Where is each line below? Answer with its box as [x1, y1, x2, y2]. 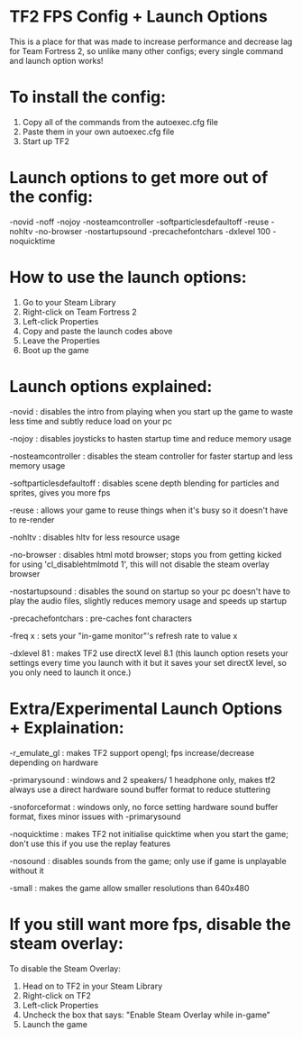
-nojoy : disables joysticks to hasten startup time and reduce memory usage [9, 433, 292, 443]
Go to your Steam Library [22, 296, 116, 307]
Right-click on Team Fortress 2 [22, 306, 137, 317]
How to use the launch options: [9, 268, 247, 287]
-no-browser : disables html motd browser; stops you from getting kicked [9, 549, 282, 560]
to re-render [9, 514, 55, 524]
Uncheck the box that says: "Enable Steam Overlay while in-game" [22, 1009, 270, 1020]
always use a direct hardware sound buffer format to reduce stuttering [9, 784, 270, 795]
